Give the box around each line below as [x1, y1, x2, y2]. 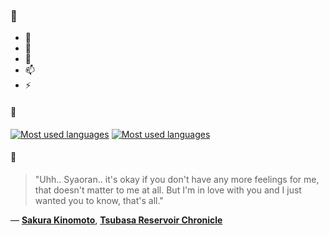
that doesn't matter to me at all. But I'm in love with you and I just [34, 184, 302, 196]
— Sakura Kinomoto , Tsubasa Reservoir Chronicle [10, 214, 223, 226]
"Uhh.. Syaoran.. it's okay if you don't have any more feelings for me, [34, 173, 320, 185]
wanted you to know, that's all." [34, 194, 164, 206]
